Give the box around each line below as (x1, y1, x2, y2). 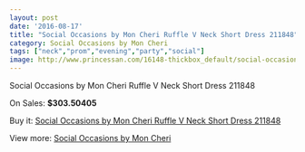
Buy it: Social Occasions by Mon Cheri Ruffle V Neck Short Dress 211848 (9, 115, 281, 126)
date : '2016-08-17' (9, 22, 84, 31)
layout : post (9, 13, 59, 23)
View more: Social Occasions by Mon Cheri (9, 133, 172, 143)
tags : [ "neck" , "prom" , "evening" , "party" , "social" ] (9, 47, 205, 56)
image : (9, 55, 34, 64)
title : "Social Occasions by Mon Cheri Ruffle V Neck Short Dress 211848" (9, 30, 299, 39)
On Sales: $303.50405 (9, 98, 97, 109)
